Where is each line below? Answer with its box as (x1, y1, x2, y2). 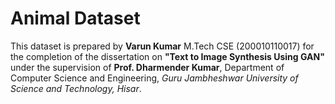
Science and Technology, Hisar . (10, 82, 142, 94)
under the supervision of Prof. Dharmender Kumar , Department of (10, 61, 285, 73)
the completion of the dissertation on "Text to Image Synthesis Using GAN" (10, 50, 325, 62)
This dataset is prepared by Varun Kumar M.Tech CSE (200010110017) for (10, 40, 315, 52)
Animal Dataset (10, 7, 141, 30)
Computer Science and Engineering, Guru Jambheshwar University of (10, 72, 299, 84)
